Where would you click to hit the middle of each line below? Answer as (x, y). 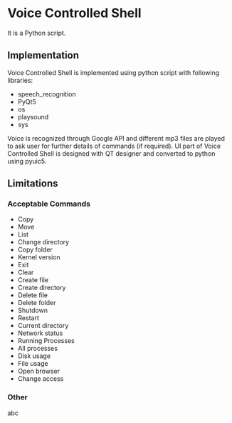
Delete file (33, 295)
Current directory (43, 326)
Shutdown (33, 310)
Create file (33, 280)
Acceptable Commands (49, 204)
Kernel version (39, 257)
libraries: (20, 80)
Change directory (43, 242)
